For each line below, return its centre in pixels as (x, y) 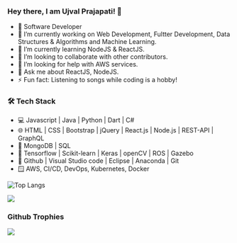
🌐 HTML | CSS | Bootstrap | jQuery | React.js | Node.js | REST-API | (116, 130)
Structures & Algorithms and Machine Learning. (87, 42)
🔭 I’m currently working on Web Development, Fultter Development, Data (124, 34)
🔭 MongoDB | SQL (44, 145)
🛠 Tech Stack (32, 101)
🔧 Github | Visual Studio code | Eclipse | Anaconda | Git (98, 160)
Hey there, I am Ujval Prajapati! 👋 (65, 11)
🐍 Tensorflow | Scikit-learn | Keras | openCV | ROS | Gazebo (105, 153)
